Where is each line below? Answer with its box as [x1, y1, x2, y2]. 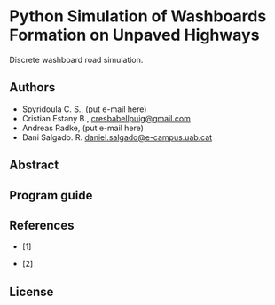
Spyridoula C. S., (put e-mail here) [21, 104, 147, 114]
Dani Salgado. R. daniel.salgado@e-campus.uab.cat [21, 131, 213, 143]
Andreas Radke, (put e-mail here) [21, 122, 145, 133]
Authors [9, 80, 56, 95]
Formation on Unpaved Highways [9, 25, 260, 45]
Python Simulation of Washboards [9, 6, 267, 27]
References [9, 217, 75, 232]
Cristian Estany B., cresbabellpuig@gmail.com [21, 113, 191, 123]
